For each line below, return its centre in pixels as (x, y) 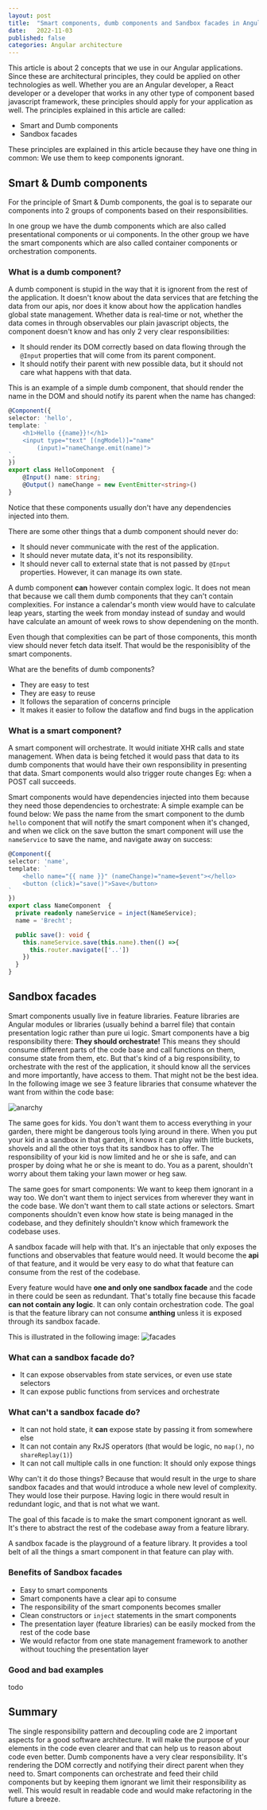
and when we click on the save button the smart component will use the (126, 831)
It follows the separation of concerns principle (95, 701)
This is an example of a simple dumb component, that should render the (126, 388)
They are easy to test (54, 685)
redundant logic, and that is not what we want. (84, 1504)
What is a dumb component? (65, 271)
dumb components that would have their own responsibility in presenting (128, 765)
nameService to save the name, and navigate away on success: (110, 840)
